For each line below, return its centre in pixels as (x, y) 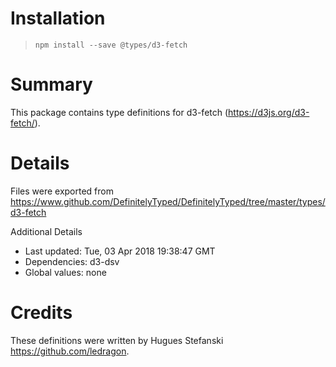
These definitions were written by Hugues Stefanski (117, 340)
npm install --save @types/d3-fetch (111, 45)
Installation (58, 18)
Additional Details (46, 231)
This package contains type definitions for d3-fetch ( (119, 112)
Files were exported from (62, 191)
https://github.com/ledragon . (70, 351)
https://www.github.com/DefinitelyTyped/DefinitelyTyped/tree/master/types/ (168, 201)
